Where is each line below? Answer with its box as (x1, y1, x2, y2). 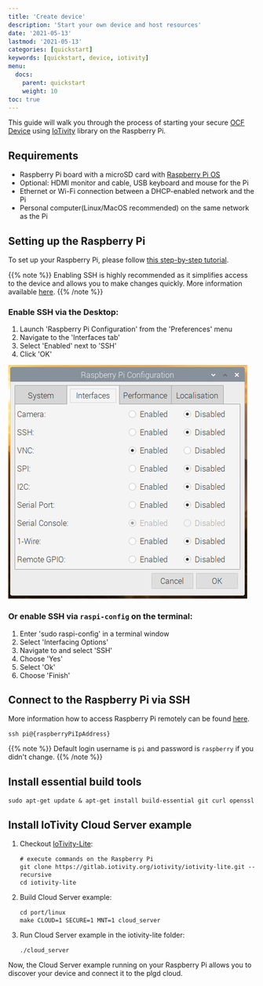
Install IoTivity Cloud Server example (8, 818, 192, 831)
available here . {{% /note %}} (8, 287, 104, 296)
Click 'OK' (19, 349, 53, 359)
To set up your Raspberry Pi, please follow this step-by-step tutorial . (8, 255, 229, 265)
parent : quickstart (22, 79, 86, 86)
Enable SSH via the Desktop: (8, 306, 119, 317)
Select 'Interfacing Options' (19, 637, 108, 647)
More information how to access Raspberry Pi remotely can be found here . (8, 714, 250, 724)
